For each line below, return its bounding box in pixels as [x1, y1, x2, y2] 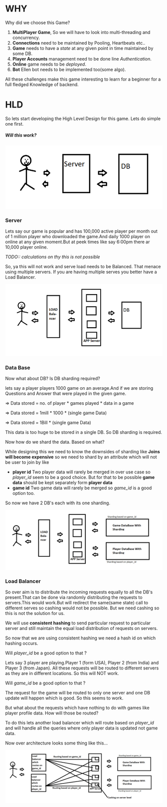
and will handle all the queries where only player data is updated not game [5, 725, 158, 731]
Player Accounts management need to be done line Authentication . [12, 56, 152, 62]
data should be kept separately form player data [12, 480, 113, 486]
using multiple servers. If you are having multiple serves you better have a [5, 269, 157, 275]
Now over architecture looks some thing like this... [5, 740, 108, 746]
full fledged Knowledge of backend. [5, 81, 79, 88]
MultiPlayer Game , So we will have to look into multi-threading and [12, 29, 151, 35]
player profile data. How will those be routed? [5, 710, 99, 716]
